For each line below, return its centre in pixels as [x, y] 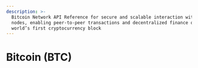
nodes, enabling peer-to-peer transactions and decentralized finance [100, 22]
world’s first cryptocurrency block [56, 28]
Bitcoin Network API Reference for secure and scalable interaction [97, 17]
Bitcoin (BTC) [39, 57]
